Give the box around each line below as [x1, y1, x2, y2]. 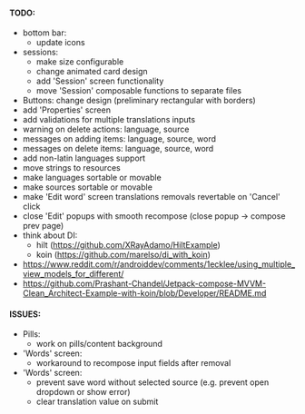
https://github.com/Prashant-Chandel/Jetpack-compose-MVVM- [22, 278, 266, 290]
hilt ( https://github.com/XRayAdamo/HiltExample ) [35, 240, 221, 251]
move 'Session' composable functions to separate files [35, 85, 242, 96]
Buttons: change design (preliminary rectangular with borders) [22, 95, 256, 106]
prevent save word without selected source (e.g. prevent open [35, 377, 270, 388]
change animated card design [35, 66, 148, 77]
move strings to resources [22, 163, 121, 173]
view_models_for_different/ [22, 269, 124, 280]
